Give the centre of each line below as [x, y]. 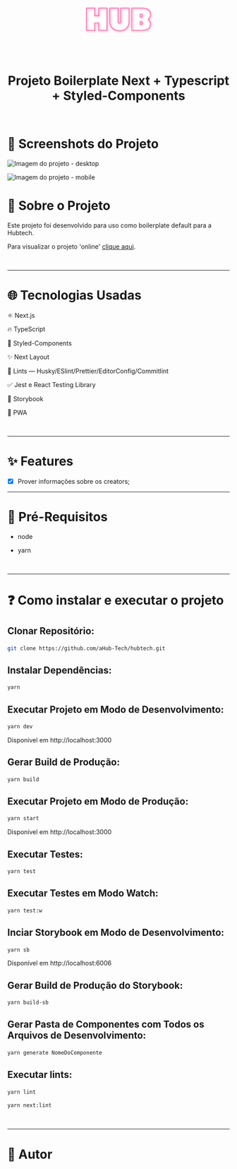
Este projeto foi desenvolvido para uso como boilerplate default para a [109, 225]
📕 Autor [30, 1154]
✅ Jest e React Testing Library [52, 384]
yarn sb [19, 950]
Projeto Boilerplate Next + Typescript [119, 81]
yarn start [23, 819]
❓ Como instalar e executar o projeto [116, 600]
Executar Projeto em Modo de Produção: [98, 801]
